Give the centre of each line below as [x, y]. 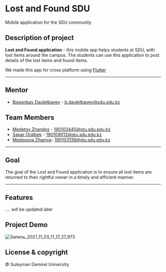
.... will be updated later [29, 209]
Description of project [40, 38]
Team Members [30, 117]
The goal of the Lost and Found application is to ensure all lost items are [79, 172]
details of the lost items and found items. [46, 60]
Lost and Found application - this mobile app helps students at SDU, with [80, 49]
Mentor [17, 90]
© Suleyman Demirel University [37, 264]
